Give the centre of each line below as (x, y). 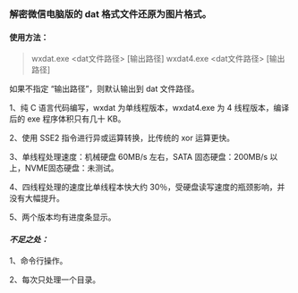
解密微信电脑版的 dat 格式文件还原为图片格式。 (111, 13)
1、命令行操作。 (38, 261)
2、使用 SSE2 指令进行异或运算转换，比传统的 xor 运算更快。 (122, 138)
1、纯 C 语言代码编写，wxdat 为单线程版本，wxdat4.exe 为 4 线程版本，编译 (149, 108)
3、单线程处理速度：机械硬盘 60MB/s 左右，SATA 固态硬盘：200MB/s (139, 157)
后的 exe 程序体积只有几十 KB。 (68, 119)
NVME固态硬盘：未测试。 (72, 168)
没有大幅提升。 (37, 198)
